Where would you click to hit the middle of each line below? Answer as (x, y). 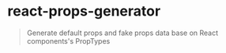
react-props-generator (84, 11)
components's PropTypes (68, 41)
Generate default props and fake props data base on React (122, 33)
